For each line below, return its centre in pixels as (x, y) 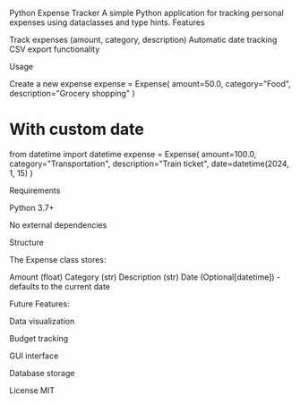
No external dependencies (58, 225)
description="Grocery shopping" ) (73, 93)
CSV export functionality (55, 49)
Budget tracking (39, 338)
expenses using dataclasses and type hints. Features (107, 22)
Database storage (42, 373)
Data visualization (42, 321)
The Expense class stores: (58, 259)
